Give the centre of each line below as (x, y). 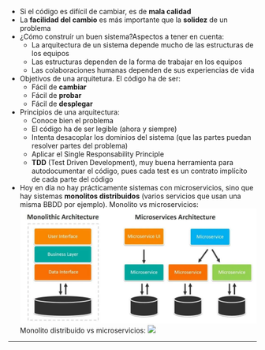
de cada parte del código (72, 179)
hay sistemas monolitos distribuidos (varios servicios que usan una (131, 196)
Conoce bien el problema (73, 120)
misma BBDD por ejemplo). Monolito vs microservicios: (109, 204)
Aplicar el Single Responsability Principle (97, 154)
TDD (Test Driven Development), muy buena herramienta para (132, 162)
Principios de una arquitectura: (69, 112)
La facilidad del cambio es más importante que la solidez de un (123, 20)
